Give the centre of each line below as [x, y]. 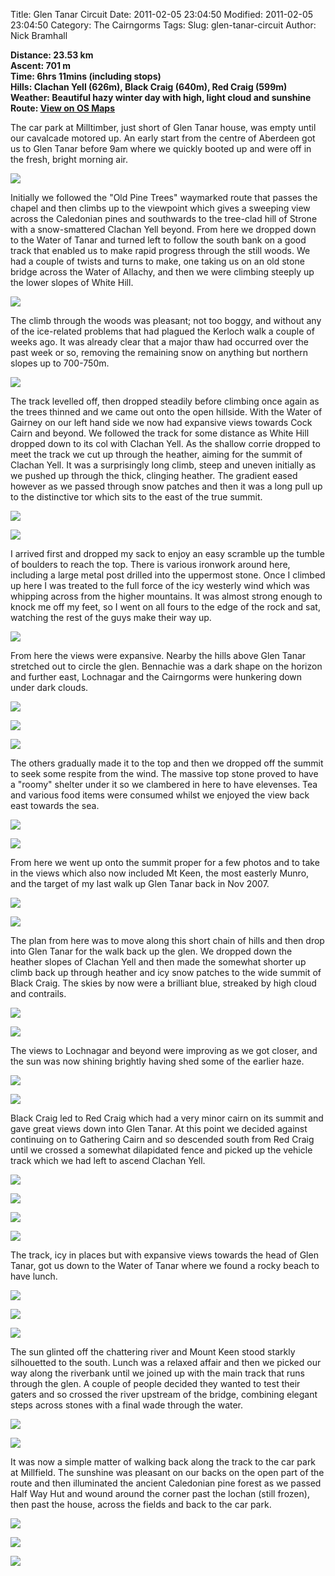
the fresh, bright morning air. [69, 159]
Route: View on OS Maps [62, 108]
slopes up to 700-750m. [60, 363]
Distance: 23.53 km [52, 55]
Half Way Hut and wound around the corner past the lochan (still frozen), [160, 1493]
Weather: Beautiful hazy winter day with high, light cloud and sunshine [161, 97]
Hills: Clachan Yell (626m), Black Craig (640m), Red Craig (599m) [149, 87]
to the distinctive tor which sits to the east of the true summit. [136, 497]
